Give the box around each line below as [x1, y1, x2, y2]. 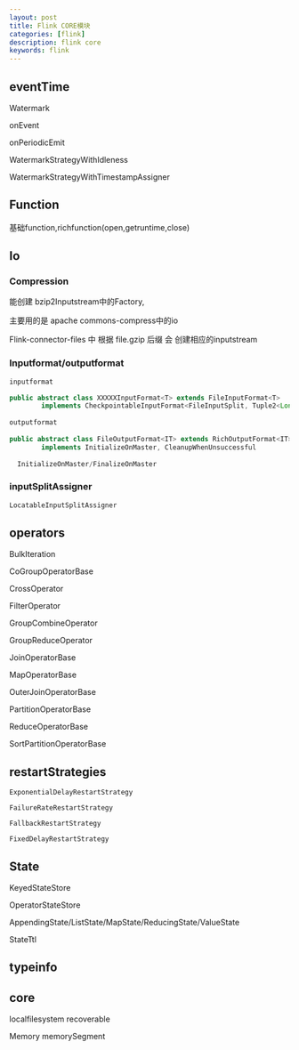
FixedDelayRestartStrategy [9, 835, 109, 844]
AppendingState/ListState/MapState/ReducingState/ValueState [9, 917, 240, 928]
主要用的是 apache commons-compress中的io [9, 315, 179, 326]
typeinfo [9, 960, 58, 975]
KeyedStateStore [9, 883, 71, 893]
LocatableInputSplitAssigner [9, 500, 117, 510]
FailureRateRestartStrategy [9, 804, 114, 812]
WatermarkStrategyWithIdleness [9, 154, 129, 165]
